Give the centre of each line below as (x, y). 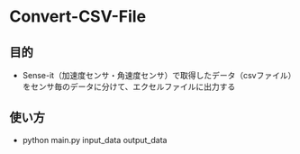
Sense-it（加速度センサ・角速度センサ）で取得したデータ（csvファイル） (157, 75)
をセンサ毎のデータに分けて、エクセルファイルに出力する (129, 86)
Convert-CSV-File (78, 17)
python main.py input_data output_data (95, 140)
